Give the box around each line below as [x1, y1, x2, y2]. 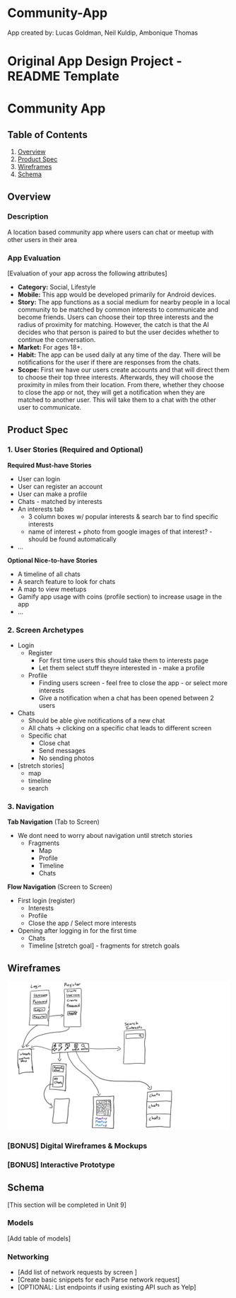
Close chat [38, 739, 71, 747]
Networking [7, 1251, 49, 1261]
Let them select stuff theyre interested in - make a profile [38, 664, 205, 672]
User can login [17, 474, 61, 483]
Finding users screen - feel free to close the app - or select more [38, 679, 228, 687]
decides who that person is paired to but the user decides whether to [17, 328, 219, 337]
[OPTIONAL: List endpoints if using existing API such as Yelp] [17, 1283, 196, 1292]
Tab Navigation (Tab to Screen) [7, 817, 100, 826]
